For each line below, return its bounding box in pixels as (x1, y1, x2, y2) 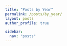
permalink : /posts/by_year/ (5, 12, 63, 16)
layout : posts (5, 16, 34, 21)
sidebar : (5, 30, 23, 34)
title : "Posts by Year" (5, 7, 54, 12)
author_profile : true (5, 20, 49, 26)
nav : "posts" (9, 34, 36, 39)
